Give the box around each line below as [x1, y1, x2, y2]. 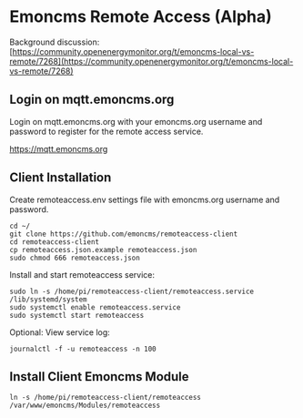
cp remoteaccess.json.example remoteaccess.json [9, 245, 197, 254]
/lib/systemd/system [9, 294, 88, 304]
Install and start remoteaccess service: [9, 269, 156, 280]
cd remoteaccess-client [9, 237, 100, 247]
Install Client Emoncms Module [9, 369, 189, 384]
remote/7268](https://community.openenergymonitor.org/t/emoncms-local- [9, 56, 294, 66]
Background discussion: [9, 36, 100, 47]
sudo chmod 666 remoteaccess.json [9, 253, 141, 262]
